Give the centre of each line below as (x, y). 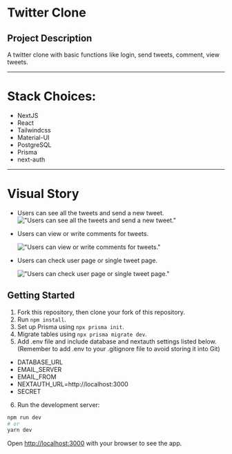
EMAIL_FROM (37, 377)
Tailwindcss (34, 130)
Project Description (50, 38)
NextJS (28, 115)
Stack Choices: (52, 96)
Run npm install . (42, 319)
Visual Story (43, 194)
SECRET (29, 391)
